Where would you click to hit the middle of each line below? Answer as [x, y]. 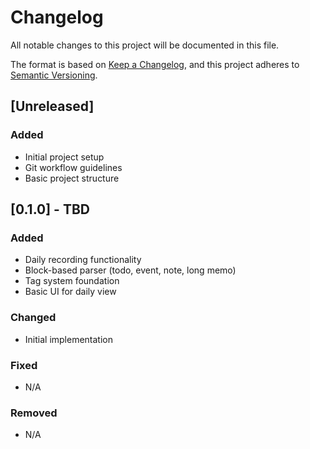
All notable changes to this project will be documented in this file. [145, 45]
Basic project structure [72, 178]
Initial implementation [69, 339]
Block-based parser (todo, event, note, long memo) [130, 270]
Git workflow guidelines [73, 167]
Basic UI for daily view [70, 292]
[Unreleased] [52, 106]
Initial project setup [64, 157]
